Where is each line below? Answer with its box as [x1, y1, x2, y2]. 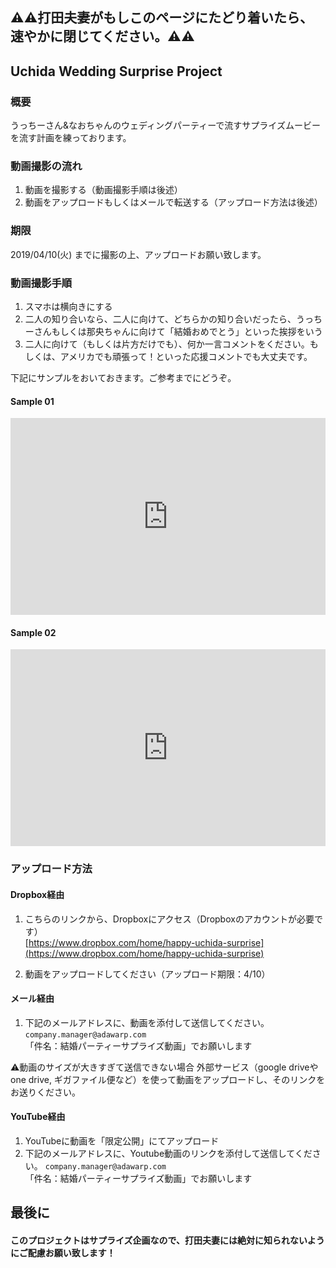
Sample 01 [10, 395, 55, 407]
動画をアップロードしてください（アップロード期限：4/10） [24, 968, 271, 980]
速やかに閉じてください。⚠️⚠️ [10, 28, 195, 45]
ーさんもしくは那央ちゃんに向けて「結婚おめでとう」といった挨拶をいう [24, 325, 323, 337]
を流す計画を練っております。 [10, 132, 132, 144]
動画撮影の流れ [10, 159, 83, 173]
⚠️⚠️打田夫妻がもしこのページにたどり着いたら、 [10, 9, 313, 27]
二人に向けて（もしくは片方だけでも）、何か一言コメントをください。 [24, 338, 310, 350]
